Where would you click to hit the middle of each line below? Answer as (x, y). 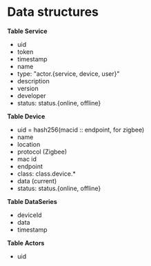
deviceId (30, 215)
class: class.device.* (46, 174)
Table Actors (26, 243)
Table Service (27, 31)
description (33, 81)
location (29, 144)
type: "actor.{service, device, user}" (68, 74)
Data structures (53, 12)
